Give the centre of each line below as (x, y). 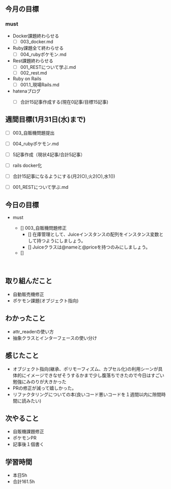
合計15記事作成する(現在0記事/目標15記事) (64, 102)
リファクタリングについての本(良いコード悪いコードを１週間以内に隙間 (87, 394)
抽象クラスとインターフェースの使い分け (55, 338)
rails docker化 (27, 165)
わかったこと (25, 318)
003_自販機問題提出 (34, 133)
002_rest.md (34, 72)
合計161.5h (24, 482)
